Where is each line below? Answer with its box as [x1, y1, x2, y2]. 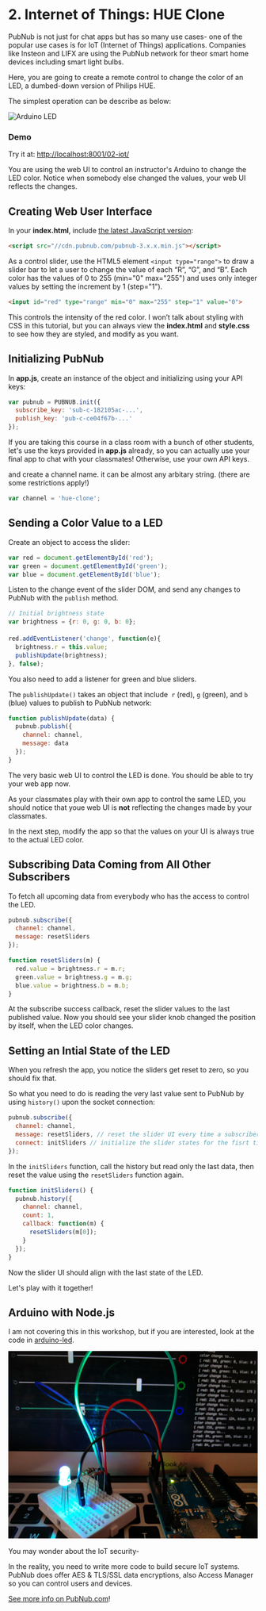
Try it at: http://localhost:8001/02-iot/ [8, 149, 130, 159]
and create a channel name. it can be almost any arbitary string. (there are [8, 470, 251, 479]
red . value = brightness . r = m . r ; [15, 965, 126, 972]
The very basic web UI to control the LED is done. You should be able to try [8, 770, 253, 780]
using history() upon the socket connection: [8, 1097, 156, 1107]
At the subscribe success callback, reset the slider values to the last [8, 1004, 230, 1014]
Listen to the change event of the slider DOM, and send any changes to [8, 585, 241, 594]
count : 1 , [22, 1211, 55, 1219]
